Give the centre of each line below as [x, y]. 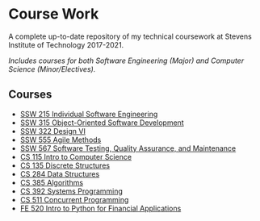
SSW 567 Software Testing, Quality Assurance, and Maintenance [128, 148]
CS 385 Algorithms [51, 182]
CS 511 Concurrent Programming [74, 199]
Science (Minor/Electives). [52, 69]
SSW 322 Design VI [53, 131]
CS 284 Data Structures [60, 173]
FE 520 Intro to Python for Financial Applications [101, 208]
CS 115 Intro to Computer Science [75, 156]
